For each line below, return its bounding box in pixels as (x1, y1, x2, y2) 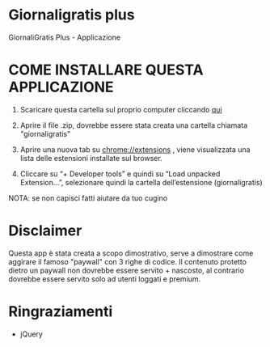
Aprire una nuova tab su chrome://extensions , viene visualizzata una (19, 144, 251, 154)
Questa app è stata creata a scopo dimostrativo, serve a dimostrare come (8, 248, 254, 258)
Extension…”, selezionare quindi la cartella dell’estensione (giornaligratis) (19, 177, 263, 187)
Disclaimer (8, 222, 82, 240)
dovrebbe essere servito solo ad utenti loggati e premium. (8, 273, 201, 284)
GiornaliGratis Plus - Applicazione (8, 32, 121, 42)
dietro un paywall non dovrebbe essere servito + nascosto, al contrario (8, 265, 245, 275)
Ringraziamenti (8, 303, 113, 320)
